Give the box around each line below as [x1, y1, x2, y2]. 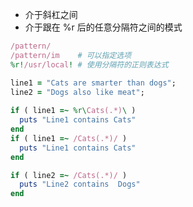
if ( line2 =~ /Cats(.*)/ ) [10, 170, 128, 180]
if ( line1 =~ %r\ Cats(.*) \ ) [10, 106, 137, 116]
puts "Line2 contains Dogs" [19, 179, 141, 190]
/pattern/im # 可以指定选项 [10, 50, 132, 60]
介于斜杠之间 [24, 9, 78, 20]
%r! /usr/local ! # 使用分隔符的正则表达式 [10, 59, 169, 70]
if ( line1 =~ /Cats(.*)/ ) [10, 133, 128, 143]
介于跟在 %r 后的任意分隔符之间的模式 [24, 21, 183, 33]
